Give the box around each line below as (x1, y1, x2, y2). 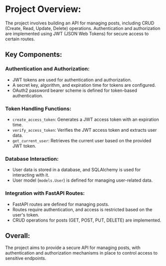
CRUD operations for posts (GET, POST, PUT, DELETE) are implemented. (12, 217, 162, 223)
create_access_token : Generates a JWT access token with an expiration (12, 116, 159, 122)
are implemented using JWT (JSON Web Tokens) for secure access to (5, 30, 149, 36)
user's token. (12, 212, 40, 218)
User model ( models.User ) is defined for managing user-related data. (12, 177, 153, 183)
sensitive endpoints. (5, 256, 46, 262)
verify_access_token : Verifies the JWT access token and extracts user (12, 127, 157, 133)
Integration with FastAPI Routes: (5, 190, 85, 197)
